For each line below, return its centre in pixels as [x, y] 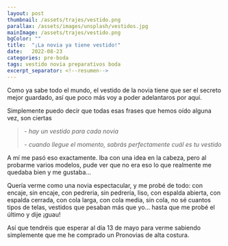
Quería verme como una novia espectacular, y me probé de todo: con [105, 185]
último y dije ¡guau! [34, 214]
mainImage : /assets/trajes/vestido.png [64, 32]
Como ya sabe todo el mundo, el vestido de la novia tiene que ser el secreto [114, 90]
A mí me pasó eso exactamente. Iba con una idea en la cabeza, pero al [107, 157]
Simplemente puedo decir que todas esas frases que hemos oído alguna [110, 111]
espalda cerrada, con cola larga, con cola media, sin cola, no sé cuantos [109, 200]
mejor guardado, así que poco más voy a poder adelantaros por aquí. [104, 97]
